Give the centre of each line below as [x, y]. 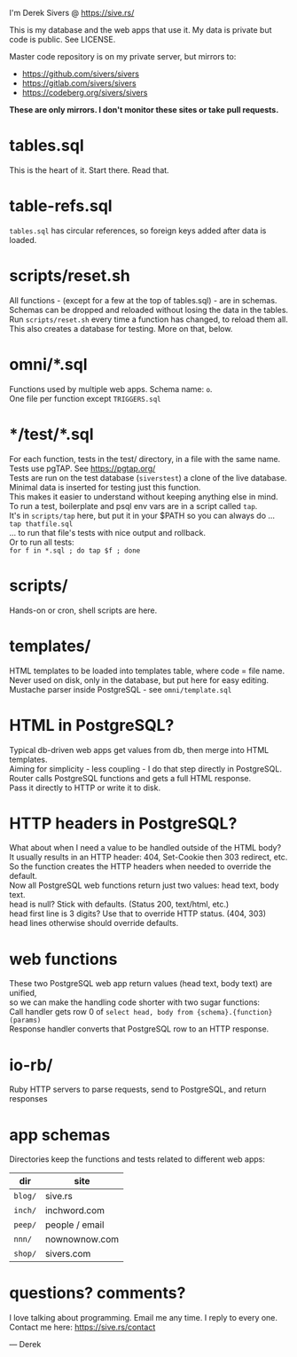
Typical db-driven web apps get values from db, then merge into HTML [139, 749]
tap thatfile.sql [41, 524]
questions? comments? [98, 1293]
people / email [74, 1225]
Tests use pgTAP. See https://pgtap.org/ [82, 468]
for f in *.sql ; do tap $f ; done [75, 550]
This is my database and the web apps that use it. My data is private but [141, 30]
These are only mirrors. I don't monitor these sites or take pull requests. [144, 110]
